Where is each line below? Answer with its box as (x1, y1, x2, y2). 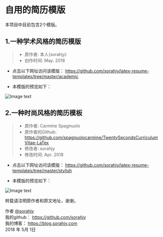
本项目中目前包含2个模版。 (5, 22, 60, 27)
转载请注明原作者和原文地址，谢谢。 (5, 197, 79, 204)
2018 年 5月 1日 (5, 226, 36, 232)
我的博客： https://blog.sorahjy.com (5, 220, 78, 226)
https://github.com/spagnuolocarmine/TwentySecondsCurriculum (24, 134, 158, 140)
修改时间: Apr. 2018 (24, 152, 64, 158)
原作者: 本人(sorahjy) (24, 51, 67, 57)
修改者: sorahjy (24, 145, 55, 151)
